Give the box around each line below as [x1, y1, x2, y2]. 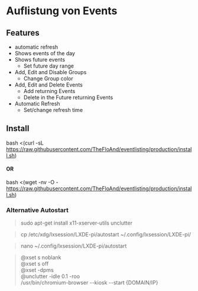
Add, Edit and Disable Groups [14, 69, 87, 75]
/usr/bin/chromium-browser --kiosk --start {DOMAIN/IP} [20, 279, 158, 286]
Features [6, 28, 40, 38]
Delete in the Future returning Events [23, 94, 113, 101]
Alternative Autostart [6, 206, 69, 214]
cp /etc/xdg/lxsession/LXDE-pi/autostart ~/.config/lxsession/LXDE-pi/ [20, 231, 191, 238]
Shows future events [14, 56, 66, 63]
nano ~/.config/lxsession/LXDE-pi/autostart [20, 242, 127, 250]
